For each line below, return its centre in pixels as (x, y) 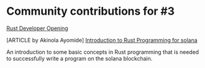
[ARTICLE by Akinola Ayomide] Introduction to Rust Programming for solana (102, 40)
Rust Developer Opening (37, 28)
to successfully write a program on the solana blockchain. (79, 58)
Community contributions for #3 (91, 11)
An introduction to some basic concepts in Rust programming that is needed (103, 52)
